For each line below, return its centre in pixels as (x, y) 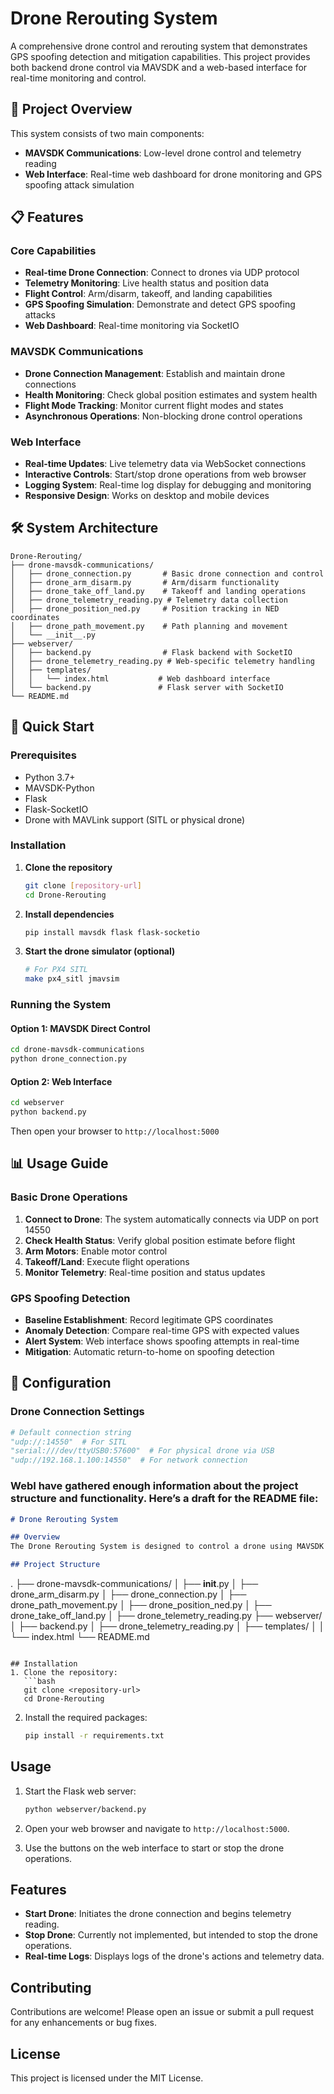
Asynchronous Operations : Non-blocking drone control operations (163, 416)
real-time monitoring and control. (78, 78)
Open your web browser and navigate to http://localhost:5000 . (157, 1828)
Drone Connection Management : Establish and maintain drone (155, 373)
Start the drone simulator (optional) (100, 951)
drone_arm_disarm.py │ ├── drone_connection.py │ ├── (128, 1594)
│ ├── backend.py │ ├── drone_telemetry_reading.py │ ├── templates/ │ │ (167, 1626)
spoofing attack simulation (79, 184)
